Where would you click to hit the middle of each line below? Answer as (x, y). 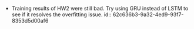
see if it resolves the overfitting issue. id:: (61, 14)
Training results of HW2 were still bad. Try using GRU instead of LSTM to (100, 8)
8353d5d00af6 (30, 21)
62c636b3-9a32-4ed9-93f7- (148, 14)
